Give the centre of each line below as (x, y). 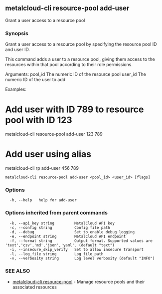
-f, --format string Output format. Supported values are (81, 241)
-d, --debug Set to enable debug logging (72, 232)
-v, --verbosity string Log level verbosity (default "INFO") (82, 258)
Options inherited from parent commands (57, 213)
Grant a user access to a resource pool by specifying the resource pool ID (81, 44)
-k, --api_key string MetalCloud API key (62, 223)
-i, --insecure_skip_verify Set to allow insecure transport (77, 249)
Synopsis (17, 33)
